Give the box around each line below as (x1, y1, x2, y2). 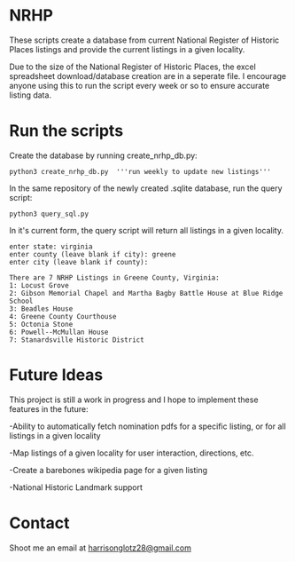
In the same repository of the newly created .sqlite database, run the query (9, 183, 283, 194)
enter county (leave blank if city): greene (9, 249, 176, 258)
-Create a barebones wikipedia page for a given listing (9, 464, 208, 475)
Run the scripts (9, 121, 124, 141)
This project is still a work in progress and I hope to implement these (9, 394, 259, 405)
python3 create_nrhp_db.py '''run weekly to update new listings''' (9, 167, 272, 176)
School (9, 297, 34, 305)
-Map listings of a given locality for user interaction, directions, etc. (9, 447, 254, 458)
